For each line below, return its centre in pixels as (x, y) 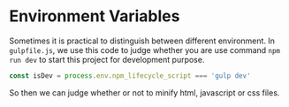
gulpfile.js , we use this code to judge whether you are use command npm (145, 50)
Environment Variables (95, 16)
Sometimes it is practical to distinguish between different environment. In (142, 41)
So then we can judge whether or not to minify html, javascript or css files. (144, 92)
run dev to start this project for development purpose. (107, 59)
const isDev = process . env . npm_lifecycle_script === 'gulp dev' (130, 76)
